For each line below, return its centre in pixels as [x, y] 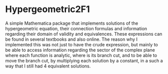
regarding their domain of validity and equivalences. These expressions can [84, 34]
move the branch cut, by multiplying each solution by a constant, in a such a [84, 60]
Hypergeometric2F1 [48, 9]
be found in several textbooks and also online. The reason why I [71, 39]
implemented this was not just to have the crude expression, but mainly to [82, 44]
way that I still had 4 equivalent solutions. [48, 66]
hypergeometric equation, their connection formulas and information [76, 28]
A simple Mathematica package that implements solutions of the [72, 23]
